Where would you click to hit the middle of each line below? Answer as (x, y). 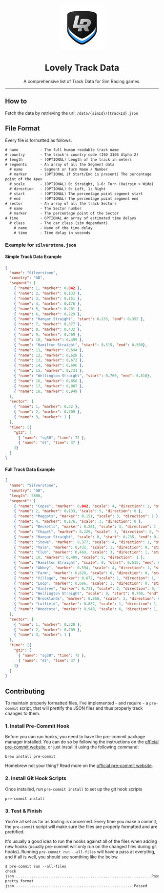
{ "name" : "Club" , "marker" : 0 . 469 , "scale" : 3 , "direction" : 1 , (82, 553)
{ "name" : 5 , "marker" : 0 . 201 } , (48, 309)
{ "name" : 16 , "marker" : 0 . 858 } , (49, 381)
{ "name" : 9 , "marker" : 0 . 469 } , (48, 335)
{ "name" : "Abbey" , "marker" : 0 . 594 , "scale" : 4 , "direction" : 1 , (83, 568)
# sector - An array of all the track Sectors (61, 203)
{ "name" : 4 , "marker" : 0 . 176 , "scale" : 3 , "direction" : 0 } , (78, 522)
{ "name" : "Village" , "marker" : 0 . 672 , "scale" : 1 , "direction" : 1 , (85, 578)
